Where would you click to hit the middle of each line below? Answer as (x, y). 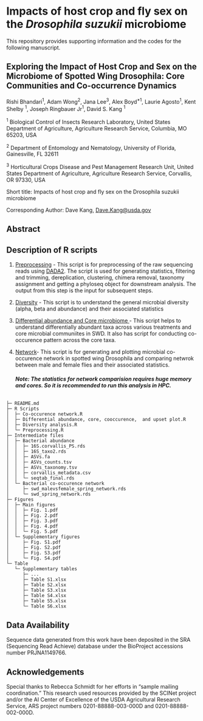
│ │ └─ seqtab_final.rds (40, 478)
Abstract (23, 229)
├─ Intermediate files (35, 436)
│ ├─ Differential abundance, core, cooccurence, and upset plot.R (96, 420)
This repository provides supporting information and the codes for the (94, 41)
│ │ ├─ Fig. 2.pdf (33, 516)
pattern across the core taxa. (80, 340)
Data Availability (38, 625)
